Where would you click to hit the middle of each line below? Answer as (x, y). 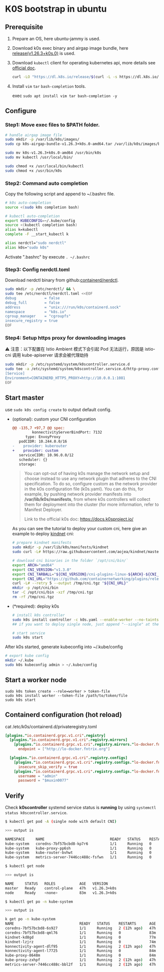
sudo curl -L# (26, 552)
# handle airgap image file (34, 135)
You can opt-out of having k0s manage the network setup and (87, 474)
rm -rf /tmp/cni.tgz (33, 597)
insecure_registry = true (31, 321)
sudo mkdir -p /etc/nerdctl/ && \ (40, 289)
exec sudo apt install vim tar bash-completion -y (64, 96)
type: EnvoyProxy (43, 437)
